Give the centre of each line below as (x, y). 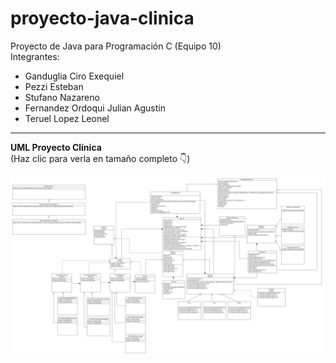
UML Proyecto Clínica (56, 147)
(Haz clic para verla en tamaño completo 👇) (100, 158)
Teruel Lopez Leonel (67, 118)
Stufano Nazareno (62, 97)
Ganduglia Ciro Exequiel (74, 76)
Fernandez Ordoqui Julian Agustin (95, 108)
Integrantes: (35, 56)
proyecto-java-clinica (102, 18)
